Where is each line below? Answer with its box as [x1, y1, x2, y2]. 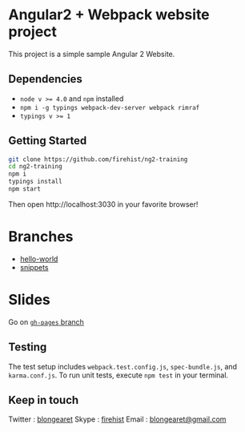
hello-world [19, 254, 58, 264]
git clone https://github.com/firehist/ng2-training [8, 155, 188, 164]
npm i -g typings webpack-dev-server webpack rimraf [19, 103, 200, 111]
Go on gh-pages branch [8, 317, 84, 326]
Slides [8, 291, 50, 309]
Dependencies [8, 72, 82, 86]
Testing [8, 341, 47, 354]
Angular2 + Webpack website [8, 6, 210, 24]
